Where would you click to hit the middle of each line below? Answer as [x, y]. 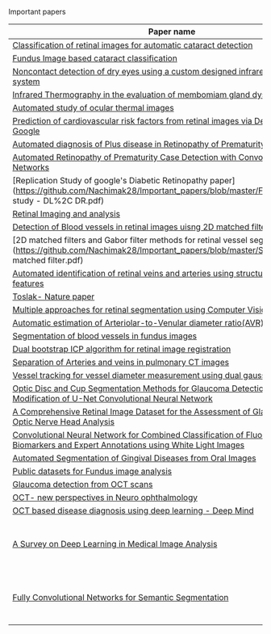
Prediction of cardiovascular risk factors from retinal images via [132, 121]
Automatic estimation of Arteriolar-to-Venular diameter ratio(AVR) [138, 323]
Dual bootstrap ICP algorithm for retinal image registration [122, 349]
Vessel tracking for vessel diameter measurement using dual [127, 375]
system [26, 82]
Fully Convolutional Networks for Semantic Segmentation [121, 597]
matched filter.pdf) [48, 260]
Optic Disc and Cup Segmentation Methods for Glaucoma [121, 388]
